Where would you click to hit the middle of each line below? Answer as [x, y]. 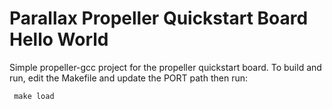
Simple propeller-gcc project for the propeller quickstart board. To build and [165, 67]
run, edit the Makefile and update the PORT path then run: [129, 78]
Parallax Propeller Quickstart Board [159, 18]
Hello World [59, 39]
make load [34, 96]
